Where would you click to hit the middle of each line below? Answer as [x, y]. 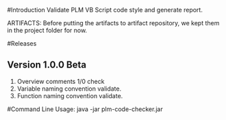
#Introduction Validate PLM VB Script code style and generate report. [105, 10]
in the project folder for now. [47, 30]
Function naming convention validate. [70, 95]
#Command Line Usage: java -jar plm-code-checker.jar [85, 109]
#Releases [22, 43]
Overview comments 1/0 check [61, 81]
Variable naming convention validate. [69, 89]
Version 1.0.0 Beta [47, 65]
